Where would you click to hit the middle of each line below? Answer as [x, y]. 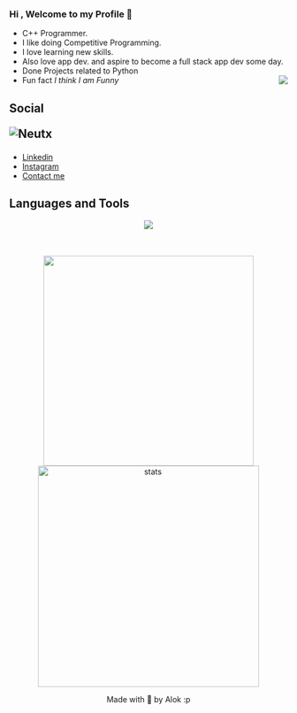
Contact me [43, 175]
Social [27, 108]
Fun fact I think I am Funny [70, 80]
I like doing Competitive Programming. [91, 42]
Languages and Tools [69, 204]
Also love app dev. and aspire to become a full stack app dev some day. [153, 62]
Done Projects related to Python [80, 71]
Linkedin [38, 157]
